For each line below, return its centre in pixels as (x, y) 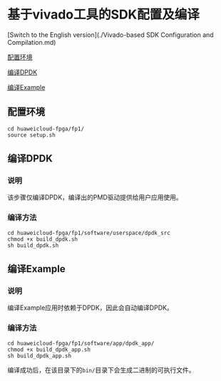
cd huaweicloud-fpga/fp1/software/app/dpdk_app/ (81, 343)
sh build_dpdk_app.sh (40, 356)
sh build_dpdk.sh (33, 245)
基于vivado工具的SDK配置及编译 (103, 15)
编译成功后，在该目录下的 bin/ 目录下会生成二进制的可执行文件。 (101, 370)
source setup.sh (31, 135)
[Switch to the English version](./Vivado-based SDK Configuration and (110, 35)
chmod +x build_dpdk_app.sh (49, 350)
